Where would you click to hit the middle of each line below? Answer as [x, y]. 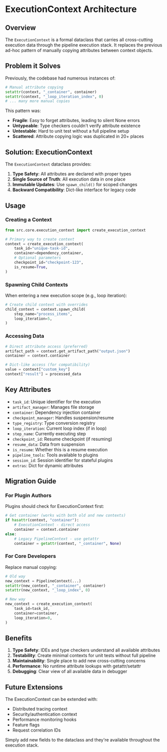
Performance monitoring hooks [44, 719]
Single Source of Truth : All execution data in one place [69, 179]
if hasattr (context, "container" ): [42, 520]
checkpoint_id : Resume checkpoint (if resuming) [62, 439]
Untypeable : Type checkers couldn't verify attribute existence [76, 126]
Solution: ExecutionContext [49, 152]
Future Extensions [34, 687]
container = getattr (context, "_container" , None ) [68, 543]
